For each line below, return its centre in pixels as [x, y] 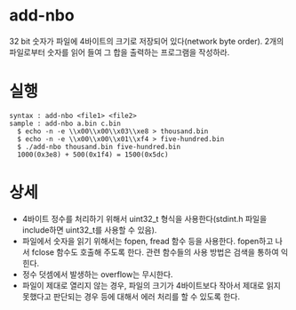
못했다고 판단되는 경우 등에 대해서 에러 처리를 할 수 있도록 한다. [131, 296]
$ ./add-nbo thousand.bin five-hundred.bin [99, 147]
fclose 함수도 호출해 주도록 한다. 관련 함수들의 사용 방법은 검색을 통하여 [155, 252]
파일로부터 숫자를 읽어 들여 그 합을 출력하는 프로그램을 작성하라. [120, 52]
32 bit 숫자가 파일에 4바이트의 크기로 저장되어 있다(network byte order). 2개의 [147, 41]
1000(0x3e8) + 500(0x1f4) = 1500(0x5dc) [93, 155]
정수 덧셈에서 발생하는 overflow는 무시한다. [97, 274]
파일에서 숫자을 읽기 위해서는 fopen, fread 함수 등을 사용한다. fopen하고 [148, 241]
